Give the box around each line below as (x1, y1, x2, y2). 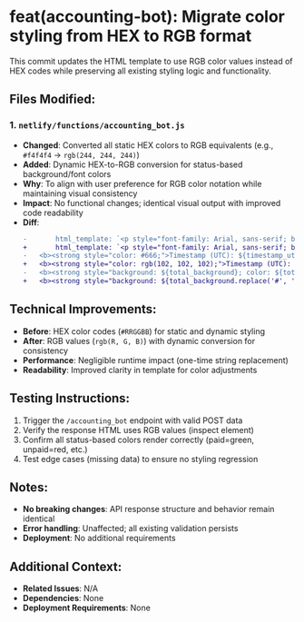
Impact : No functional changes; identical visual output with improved (22, 197, 281, 208)
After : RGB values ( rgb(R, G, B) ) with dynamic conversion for (22, 335, 256, 346)
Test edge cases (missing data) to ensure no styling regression (22, 453, 259, 464)
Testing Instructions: (9, 390, 130, 406)
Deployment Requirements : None (22, 602, 152, 614)
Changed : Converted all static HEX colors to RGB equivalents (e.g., (22, 139, 274, 151)
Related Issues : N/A (22, 583, 98, 594)
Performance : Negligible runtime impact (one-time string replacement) (22, 354, 289, 365)
